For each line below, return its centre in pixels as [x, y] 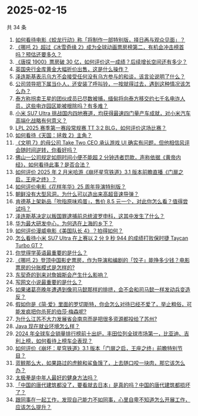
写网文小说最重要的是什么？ [49, 282]
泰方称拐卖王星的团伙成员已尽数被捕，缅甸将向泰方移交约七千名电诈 [98, 98]
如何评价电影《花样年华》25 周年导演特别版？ [71, 186]
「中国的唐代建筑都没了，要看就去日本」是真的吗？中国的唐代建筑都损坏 [103, 385]
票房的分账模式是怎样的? [45, 267]
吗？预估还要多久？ [38, 54]
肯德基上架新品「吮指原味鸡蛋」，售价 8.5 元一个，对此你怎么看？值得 [99, 201]
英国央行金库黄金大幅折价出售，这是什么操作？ [72, 69]
